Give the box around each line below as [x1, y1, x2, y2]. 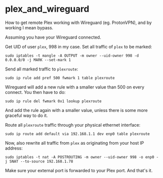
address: [5, 145, 23, 151]
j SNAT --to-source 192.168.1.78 [5, 159, 73, 164]
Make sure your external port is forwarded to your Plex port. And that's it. [5, 167, 153, 173]
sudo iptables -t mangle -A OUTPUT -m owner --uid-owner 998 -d [5, 53, 139, 58]
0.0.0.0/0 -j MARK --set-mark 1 [5, 57, 71, 62]
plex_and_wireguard [5, 3, 90, 15]
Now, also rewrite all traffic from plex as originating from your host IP [5, 140, 144, 146]
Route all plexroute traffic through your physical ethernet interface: [5, 122, 140, 128]
